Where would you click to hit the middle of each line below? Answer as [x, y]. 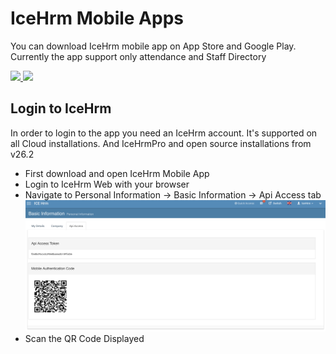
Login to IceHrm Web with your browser [107, 184]
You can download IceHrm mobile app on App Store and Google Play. [153, 46]
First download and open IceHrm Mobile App [117, 173]
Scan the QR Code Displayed [84, 339]
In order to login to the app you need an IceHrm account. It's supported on [164, 133]
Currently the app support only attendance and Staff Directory [138, 56]
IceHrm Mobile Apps [97, 18]
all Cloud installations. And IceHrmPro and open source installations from [161, 143]
